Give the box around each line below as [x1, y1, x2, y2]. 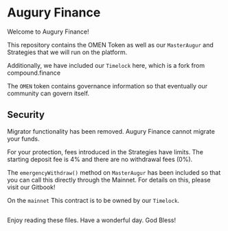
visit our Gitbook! [7, 183, 56, 191]
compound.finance [7, 69, 60, 77]
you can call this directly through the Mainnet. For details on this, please [7, 175, 211, 184]
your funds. [7, 134, 40, 143]
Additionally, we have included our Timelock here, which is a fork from [7, 61, 205, 69]
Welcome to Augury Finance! [7, 27, 89, 36]
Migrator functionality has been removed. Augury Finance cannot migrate [7, 127, 215, 135]
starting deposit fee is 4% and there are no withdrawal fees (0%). [7, 155, 193, 163]
